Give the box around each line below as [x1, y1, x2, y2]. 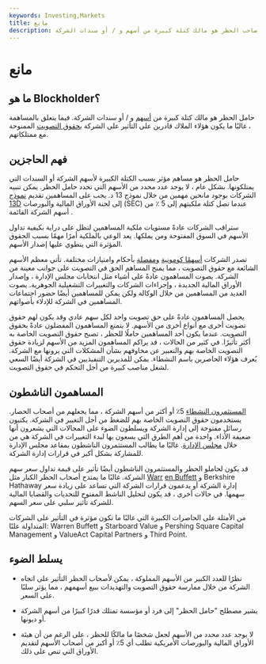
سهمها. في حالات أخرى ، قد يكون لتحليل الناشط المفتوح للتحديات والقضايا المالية [9, 489, 245, 499]
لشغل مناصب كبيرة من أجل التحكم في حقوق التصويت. [9, 362, 169, 372]
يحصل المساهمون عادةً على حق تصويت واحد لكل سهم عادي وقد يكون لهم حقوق [9, 312, 245, 321]
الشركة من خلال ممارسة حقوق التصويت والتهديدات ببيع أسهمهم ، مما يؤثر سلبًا [20, 582, 250, 591]
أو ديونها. [20, 614, 47, 624]
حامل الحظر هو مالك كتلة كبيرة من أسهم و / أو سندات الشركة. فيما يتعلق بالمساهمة [9, 112, 255, 123]
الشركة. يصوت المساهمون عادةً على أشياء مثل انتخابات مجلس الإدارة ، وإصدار [9, 271, 239, 281]
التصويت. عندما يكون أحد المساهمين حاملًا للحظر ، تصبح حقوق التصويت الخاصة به [9, 329, 247, 339]
